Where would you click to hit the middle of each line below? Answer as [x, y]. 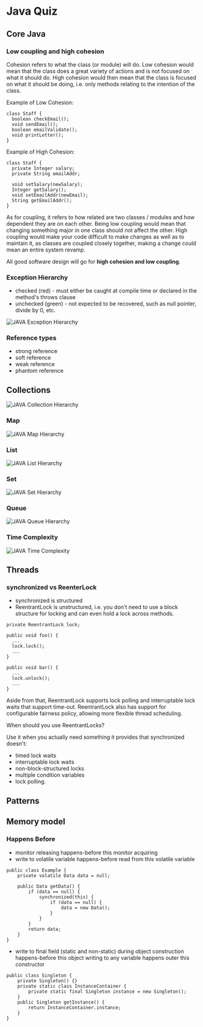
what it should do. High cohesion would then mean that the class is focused [101, 77]
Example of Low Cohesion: [40, 102]
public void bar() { [33, 668]
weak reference [35, 364]
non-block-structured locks [49, 769]
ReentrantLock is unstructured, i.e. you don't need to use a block [97, 607]
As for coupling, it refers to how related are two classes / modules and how [101, 217]
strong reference [36, 351]
